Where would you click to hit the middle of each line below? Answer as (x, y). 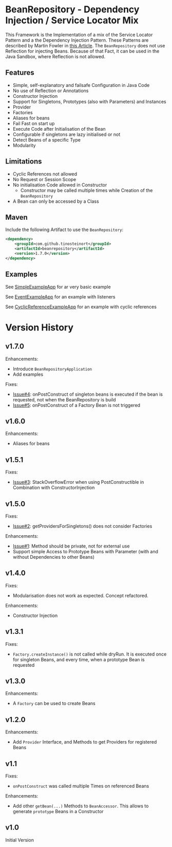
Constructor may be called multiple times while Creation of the (87, 190)
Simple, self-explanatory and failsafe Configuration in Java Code (81, 85)
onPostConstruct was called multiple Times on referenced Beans (81, 786)
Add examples (28, 374)
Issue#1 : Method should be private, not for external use (71, 546)
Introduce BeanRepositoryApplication (52, 368)
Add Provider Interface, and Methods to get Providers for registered (85, 742)
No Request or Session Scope (44, 179)
